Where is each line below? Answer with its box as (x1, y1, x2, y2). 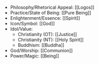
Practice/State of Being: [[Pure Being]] (10, 10, 91, 16)
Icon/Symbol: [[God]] (10, 20, 55, 26)
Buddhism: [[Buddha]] (17, 42, 65, 48)
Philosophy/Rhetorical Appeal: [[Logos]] (10, 5, 94, 10)
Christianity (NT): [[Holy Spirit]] (17, 37, 84, 43)
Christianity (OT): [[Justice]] (17, 31, 78, 37)
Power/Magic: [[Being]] (10, 53, 60, 59)
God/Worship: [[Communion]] (10, 48, 73, 53)
